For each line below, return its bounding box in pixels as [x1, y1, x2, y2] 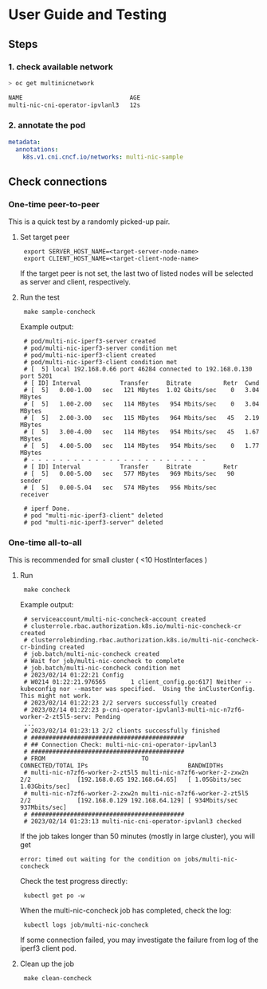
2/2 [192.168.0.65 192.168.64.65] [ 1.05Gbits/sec [19, 775, 241, 784]
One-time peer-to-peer [8, 198, 100, 210]
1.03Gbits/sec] [19, 783, 71, 791]
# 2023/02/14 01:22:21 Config [23, 671, 124, 679]
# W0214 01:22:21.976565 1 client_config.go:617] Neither [23, 678, 241, 686]
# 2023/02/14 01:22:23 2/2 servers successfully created [23, 699, 217, 707]
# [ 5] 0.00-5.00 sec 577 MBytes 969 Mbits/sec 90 [23, 470, 235, 478]
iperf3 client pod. [19, 944, 77, 953]
